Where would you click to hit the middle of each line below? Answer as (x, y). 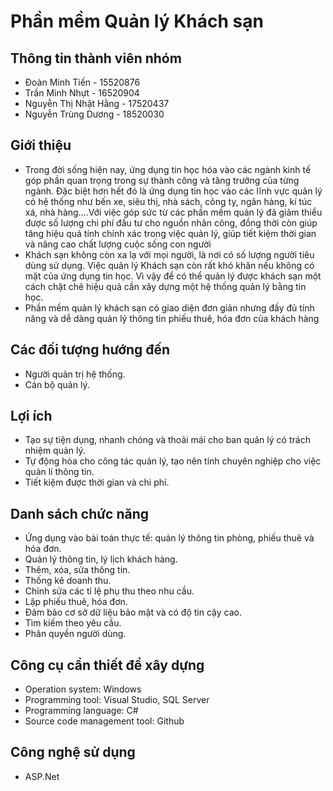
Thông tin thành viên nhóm (96, 58)
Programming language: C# (81, 711)
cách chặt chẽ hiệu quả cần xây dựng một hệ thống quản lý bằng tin (165, 286)
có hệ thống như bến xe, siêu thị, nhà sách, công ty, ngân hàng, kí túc (168, 201)
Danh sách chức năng (80, 513)
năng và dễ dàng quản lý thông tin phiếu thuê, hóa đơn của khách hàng (172, 318)
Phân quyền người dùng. (75, 634)
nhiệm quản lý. (55, 451)
